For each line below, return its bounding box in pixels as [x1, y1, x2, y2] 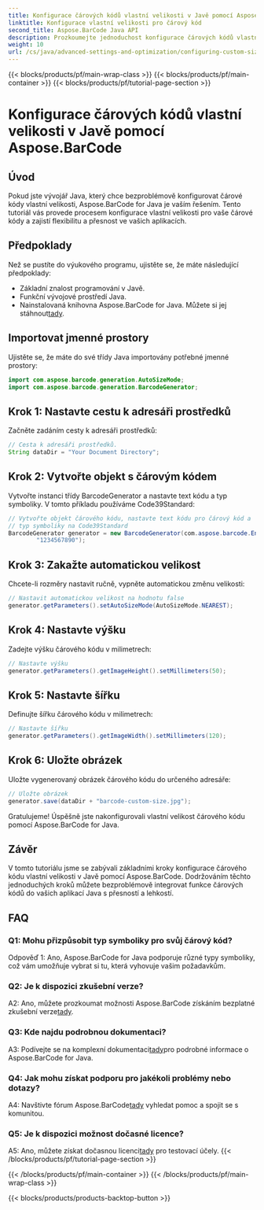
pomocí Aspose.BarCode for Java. [8, 820, 119, 829]
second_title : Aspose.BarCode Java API [8, 26, 139, 34]
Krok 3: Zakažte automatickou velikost [8, 558, 201, 571]
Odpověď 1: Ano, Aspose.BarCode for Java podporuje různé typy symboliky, [8, 953, 255, 962]
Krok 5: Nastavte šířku [8, 688, 120, 702]
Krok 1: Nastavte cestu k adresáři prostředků [8, 404, 232, 418]
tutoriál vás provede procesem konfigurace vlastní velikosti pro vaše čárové [8, 208, 253, 217]
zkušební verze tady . [8, 1007, 74, 1016]
